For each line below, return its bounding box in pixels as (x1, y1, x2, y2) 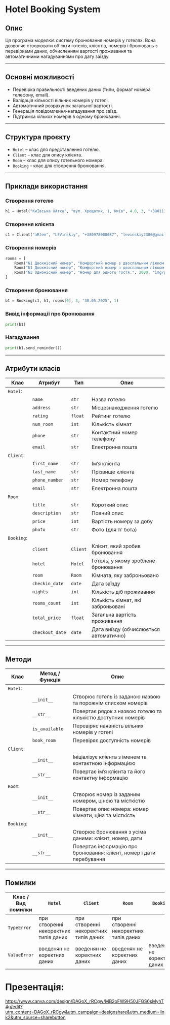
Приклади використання (5, 182, 88, 191)
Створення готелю (5, 197, 54, 204)
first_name (32, 461, 59, 467)
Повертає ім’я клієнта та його (72, 768, 146, 775)
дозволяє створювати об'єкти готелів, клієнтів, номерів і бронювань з (5, 43, 158, 49)
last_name (32, 469, 56, 475)
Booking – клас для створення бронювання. (12, 163, 106, 169)
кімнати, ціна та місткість (72, 812, 136, 819)
